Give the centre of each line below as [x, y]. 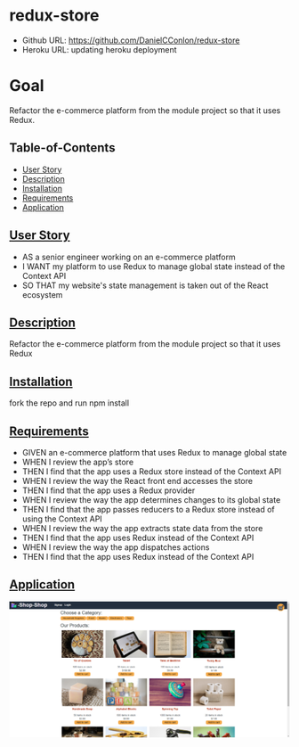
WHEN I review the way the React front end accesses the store [137, 480]
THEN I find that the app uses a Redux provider [109, 490]
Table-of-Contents [62, 148]
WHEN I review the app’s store [78, 462]
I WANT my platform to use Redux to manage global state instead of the [154, 266]
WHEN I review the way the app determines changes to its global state [151, 499]
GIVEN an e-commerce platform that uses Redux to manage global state [154, 452]
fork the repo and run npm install [69, 403]
